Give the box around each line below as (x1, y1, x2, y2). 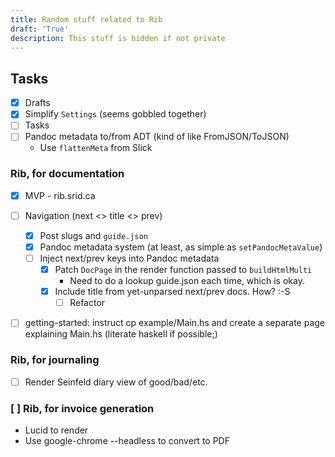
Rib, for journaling (10, 353, 100, 367)
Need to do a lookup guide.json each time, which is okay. (69, 275, 305, 287)
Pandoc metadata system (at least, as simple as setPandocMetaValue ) (39, 241, 323, 253)
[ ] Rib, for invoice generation (10, 401, 155, 415)
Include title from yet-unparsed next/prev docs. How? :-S (54, 286, 291, 298)
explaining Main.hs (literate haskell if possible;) (24, 328, 218, 340)
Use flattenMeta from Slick (39, 142, 153, 154)
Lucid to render (24, 424, 89, 436)
